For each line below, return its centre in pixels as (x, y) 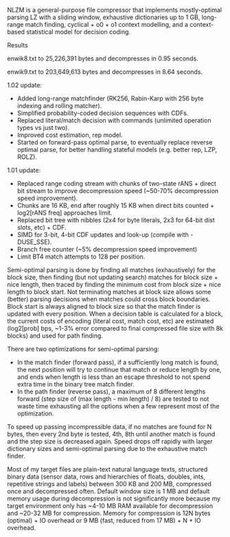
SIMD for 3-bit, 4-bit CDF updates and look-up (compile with (103, 234)
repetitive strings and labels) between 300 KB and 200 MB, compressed (109, 484)
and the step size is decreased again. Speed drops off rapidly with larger (110, 441)
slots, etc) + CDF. (42, 227)
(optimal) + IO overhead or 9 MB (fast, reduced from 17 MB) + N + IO (104, 520)
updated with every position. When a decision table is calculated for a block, (115, 314)
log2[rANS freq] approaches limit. (65, 213)
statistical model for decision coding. (79, 32)
